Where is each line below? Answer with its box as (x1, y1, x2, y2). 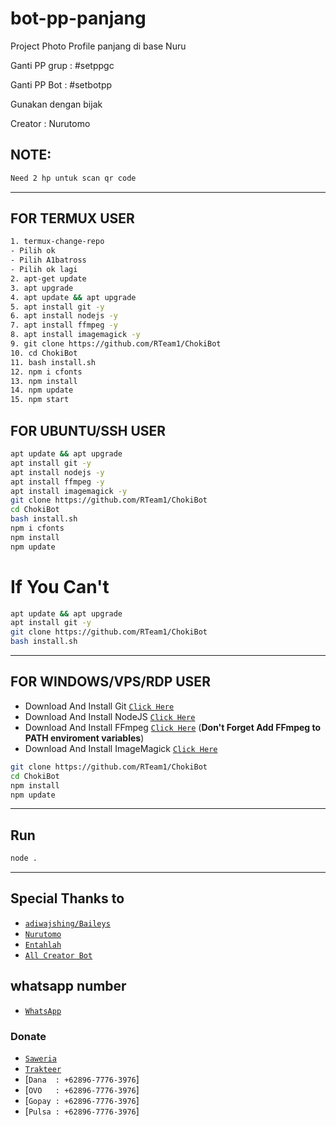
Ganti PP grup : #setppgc (10, 59, 115, 71)
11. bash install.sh (10, 357, 97, 367)
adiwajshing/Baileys (24, 918, 111, 929)
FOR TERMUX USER (10, 210, 135, 227)
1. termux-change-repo (10, 237, 105, 247)
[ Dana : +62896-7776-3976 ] (24, 1073, 140, 1085)
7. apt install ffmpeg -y (10, 320, 118, 331)
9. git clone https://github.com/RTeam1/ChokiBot (10, 339, 222, 349)
